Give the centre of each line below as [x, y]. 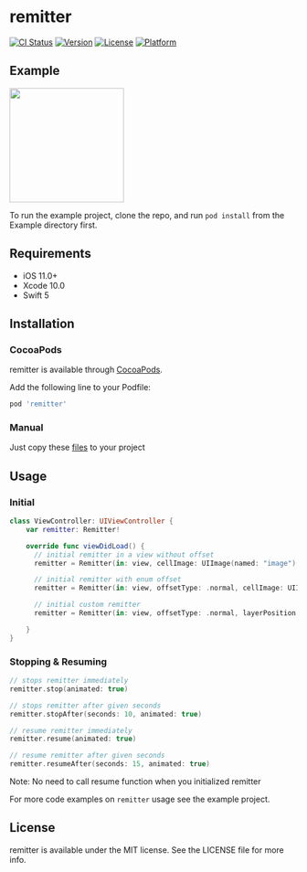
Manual [26, 428]
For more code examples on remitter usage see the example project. [140, 799]
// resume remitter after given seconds [88, 756]
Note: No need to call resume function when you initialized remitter [136, 782]
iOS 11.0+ [40, 275]
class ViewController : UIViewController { [91, 521]
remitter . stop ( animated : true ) [69, 689]
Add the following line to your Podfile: [80, 388]
